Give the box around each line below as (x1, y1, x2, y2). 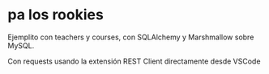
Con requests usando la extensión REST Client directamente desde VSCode (7, 56, 261, 66)
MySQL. (7, 40, 35, 50)
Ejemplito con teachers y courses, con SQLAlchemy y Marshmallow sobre (7, 32, 254, 42)
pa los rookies (7, 6, 105, 24)
